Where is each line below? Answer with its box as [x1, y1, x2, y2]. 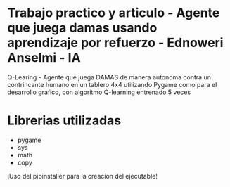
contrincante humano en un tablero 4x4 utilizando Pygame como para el [7, 80, 217, 89]
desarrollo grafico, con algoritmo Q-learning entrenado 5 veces [7, 88, 191, 96]
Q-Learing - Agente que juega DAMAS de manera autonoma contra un [7, 72, 211, 82]
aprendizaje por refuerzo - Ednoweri [7, 35, 224, 51]
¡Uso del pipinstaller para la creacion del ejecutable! [7, 172, 158, 180]
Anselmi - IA [7, 50, 81, 66]
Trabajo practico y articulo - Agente [7, 5, 220, 21]
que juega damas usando [7, 20, 158, 36]
